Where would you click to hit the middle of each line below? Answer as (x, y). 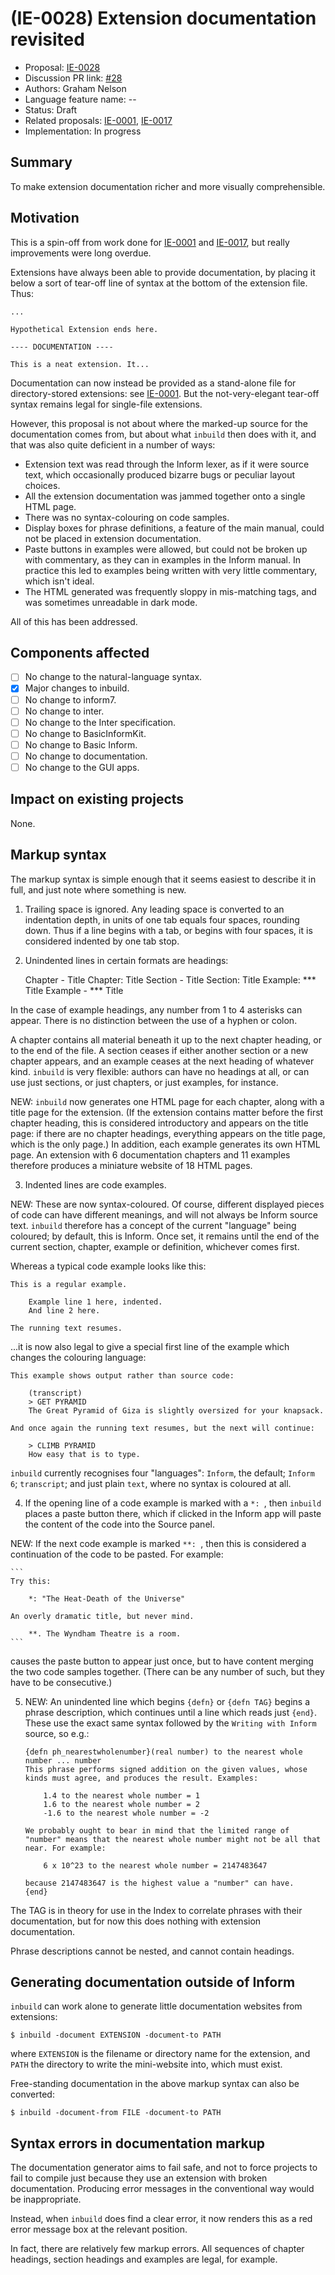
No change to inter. (64, 711)
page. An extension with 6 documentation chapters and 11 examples (150, 1154)
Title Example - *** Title (74, 990)
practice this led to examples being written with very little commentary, (171, 570)
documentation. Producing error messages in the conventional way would (162, 2189)
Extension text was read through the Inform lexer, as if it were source (167, 464)
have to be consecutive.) (61, 1682)
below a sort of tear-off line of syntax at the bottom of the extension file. (159, 283)
